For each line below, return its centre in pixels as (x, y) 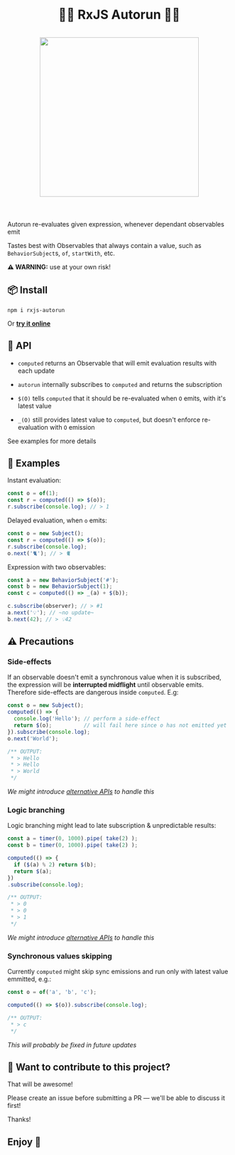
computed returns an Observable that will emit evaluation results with (117, 363)
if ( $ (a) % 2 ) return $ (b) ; (55, 864)
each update (36, 371)
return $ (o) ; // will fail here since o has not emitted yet (120, 725)
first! (14, 1106)
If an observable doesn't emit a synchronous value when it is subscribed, (114, 677)
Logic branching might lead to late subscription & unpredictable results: (112, 826)
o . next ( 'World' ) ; (33, 739)
